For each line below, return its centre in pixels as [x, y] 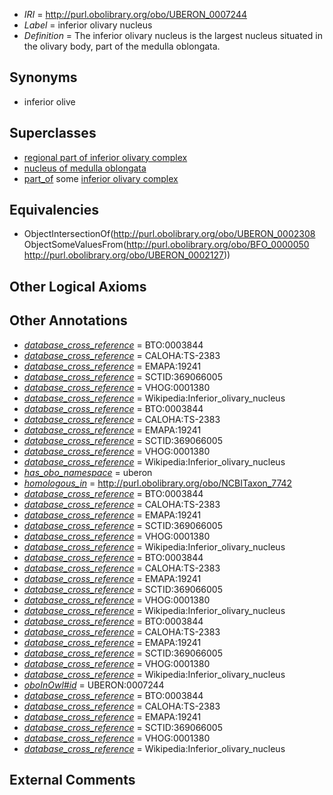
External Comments [72, 780]
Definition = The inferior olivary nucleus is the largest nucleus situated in [173, 35]
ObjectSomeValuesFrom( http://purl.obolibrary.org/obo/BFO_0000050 [166, 245]
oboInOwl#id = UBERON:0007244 [94, 685]
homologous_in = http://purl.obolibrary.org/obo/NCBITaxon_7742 [158, 483]
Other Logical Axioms [78, 286]
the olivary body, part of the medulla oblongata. [122, 46]
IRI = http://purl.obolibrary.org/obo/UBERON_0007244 [135, 14]
